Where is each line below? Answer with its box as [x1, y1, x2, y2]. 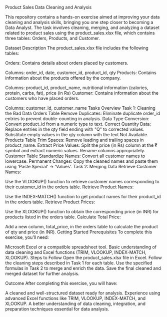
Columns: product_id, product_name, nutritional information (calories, [5, 85, 148, 91]
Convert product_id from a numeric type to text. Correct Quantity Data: [5, 121, 151, 127]
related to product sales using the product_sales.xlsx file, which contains [5, 30, 155, 36]
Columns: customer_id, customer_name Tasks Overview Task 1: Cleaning [5, 105, 156, 111]
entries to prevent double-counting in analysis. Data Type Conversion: [5, 116, 150, 122]
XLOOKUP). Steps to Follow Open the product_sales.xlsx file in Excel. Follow [5, 255, 162, 260]
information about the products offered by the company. [5, 75, 121, 81]
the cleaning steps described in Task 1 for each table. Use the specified [5, 260, 152, 266]
